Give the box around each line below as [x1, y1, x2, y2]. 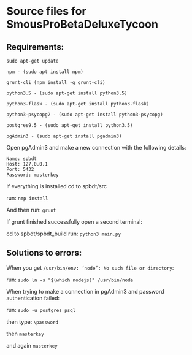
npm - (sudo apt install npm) [6, 69, 84, 75]
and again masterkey [6, 342, 58, 349]
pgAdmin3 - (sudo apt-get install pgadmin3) [6, 133, 122, 139]
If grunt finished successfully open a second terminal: [6, 218, 143, 225]
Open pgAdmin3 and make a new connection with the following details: [6, 144, 186, 151]
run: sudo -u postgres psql [6, 306, 76, 313]
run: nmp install [6, 194, 48, 202]
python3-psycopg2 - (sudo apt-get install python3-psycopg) [6, 112, 164, 118]
